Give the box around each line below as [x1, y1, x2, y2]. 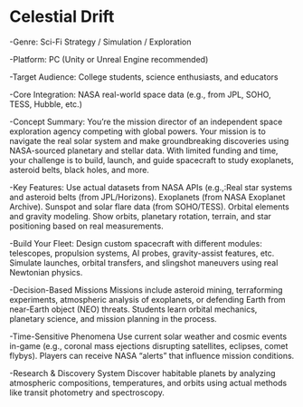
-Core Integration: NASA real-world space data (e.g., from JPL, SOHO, [9, 89, 271, 100]
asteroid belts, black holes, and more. [9, 164, 149, 175]
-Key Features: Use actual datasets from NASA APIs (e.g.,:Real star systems [9, 181, 292, 192]
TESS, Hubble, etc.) [9, 98, 83, 110]
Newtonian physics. [9, 266, 83, 277]
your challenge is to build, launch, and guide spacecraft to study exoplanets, [9, 154, 294, 165]
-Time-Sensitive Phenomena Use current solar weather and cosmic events [9, 331, 288, 342]
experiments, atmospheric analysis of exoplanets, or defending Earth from [9, 294, 287, 305]
